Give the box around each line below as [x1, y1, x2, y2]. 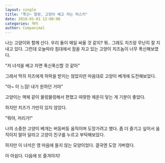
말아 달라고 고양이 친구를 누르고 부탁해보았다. [18, 132, 105, 138]
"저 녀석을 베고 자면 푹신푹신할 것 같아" [5, 63, 80, 69]
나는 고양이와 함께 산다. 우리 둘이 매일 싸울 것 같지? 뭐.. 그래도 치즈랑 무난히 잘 [5, 40, 155, 46]
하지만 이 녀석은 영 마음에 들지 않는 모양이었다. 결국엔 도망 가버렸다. [5, 142, 135, 148]
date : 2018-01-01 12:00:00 [5, 16, 61, 21]
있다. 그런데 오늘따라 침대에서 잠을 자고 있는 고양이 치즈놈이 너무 [14, 46, 138, 52]
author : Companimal [5, 26, 45, 31]
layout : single [5, 7, 36, 12]
